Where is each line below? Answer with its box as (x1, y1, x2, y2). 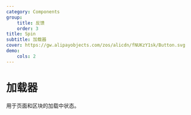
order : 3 (17, 25, 39, 32)
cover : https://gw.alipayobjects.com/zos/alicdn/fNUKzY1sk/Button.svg (6, 43, 186, 49)
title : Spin (6, 31, 36, 37)
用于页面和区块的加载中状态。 (6, 102, 79, 109)
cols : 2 (17, 53, 36, 59)
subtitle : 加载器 (6, 37, 47, 43)
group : (6, 14, 23, 20)
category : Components (6, 8, 60, 15)
